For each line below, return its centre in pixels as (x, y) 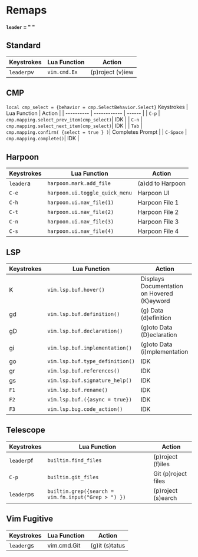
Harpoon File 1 (158, 203)
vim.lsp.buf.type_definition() (91, 361)
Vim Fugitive (30, 519)
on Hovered (157, 294)
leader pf (21, 460)
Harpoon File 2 (158, 212)
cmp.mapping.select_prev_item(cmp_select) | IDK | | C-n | (74, 120)
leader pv (22, 72)
